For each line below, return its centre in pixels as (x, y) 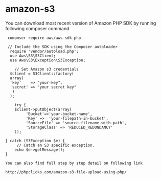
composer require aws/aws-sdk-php (44, 38)
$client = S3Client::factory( (42, 74)
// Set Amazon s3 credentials (47, 69)
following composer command (37, 28)
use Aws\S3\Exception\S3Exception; (48, 60)
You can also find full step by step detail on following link (74, 163)
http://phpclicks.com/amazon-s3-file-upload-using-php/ (66, 172)
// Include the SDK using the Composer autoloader (62, 47)
